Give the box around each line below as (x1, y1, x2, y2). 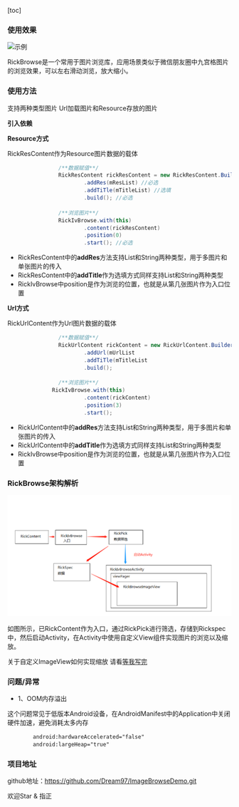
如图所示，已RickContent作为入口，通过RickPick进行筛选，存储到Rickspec (7, 624, 226, 632)
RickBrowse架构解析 (7, 478, 79, 488)
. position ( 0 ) (83, 231, 122, 239)
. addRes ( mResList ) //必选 (83, 179, 159, 187)
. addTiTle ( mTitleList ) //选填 (83, 187, 171, 194)
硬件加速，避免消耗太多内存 (7, 719, 89, 727)
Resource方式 (7, 134, 49, 142)
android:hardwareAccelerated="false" (33, 734, 144, 741)
